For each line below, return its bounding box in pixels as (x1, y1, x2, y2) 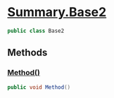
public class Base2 (7, 27, 65, 34)
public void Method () (7, 83, 71, 91)
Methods (7, 47, 48, 59)
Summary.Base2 (7, 4, 107, 20)
